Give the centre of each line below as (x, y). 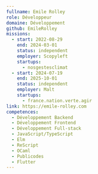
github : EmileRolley (32, 28)
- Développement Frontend (44, 123)
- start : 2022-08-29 (37, 39)
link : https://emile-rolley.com (46, 106)
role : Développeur (29, 17)
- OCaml (21, 151)
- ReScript (25, 145)
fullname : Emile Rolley (36, 12)
